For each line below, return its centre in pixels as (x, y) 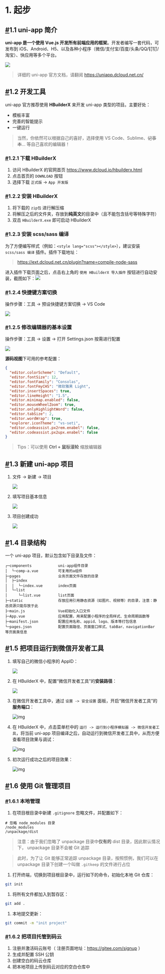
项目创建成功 (25, 516)
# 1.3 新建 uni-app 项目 (39, 464)
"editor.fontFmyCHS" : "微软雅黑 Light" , (50, 386)
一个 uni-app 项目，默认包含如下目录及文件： (51, 555)
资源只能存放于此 (23, 606)
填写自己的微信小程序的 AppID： (45, 661)
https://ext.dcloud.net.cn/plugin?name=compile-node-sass (77, 262)
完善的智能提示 (27, 121)
